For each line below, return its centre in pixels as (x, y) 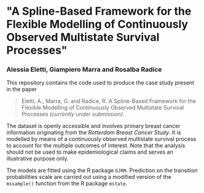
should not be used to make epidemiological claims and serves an (90, 152)
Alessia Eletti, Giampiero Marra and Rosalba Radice (84, 70)
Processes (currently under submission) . (73, 114)
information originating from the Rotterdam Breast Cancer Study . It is (94, 132)
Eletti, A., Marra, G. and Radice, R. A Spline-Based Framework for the (109, 101)
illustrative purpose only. (37, 159)
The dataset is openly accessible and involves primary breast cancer (93, 126)
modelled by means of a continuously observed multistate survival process (101, 139)
